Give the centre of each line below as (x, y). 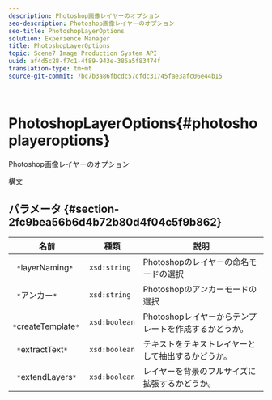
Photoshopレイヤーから (188, 317)
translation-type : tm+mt (50, 69)
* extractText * (42, 350)
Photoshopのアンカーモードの (200, 290)
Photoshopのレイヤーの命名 (196, 262)
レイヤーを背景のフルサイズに (200, 372)
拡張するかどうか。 (179, 384)
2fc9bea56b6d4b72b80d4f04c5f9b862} (115, 222)
